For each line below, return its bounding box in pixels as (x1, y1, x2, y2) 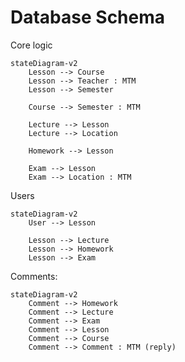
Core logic (10, 39, 53, 51)
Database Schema (10, 6, 166, 29)
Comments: (10, 270, 58, 282)
